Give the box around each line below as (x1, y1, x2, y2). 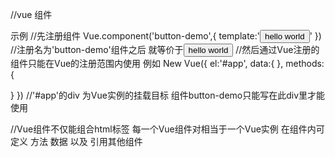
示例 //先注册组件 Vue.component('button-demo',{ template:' (10, 30, 260, 42)
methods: (285, 58, 325, 69)
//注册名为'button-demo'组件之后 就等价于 (10, 44, 184, 55)
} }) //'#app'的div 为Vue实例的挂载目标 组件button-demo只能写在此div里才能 (10, 89, 326, 101)
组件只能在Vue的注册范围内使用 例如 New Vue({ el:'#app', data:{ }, (10, 58, 284, 69)
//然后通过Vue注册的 (235, 44, 320, 55)
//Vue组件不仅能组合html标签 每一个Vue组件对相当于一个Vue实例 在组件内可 (10, 123, 325, 135)
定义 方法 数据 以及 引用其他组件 (10, 136, 143, 147)
